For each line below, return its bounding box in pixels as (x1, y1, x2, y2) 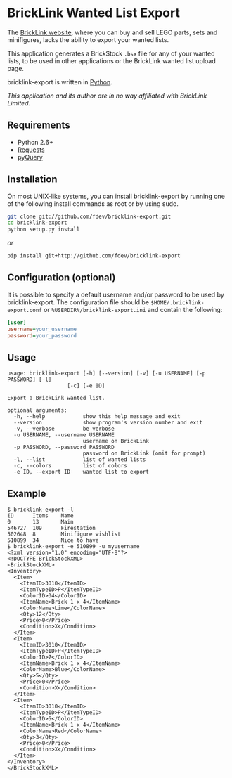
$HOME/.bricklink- (150, 299, 205, 306)
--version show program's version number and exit (13, 420, 202, 427)
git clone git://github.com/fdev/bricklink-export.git (7, 213, 172, 220)
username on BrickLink (82, 438, 150, 445)
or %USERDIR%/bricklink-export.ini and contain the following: (43, 305, 223, 313)
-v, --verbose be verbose (13, 425, 115, 433)
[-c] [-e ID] (67, 382, 105, 389)
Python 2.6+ (17, 138, 54, 146)
